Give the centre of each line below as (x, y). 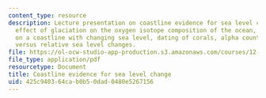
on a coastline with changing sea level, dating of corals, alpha (127, 38)
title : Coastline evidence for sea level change (90, 74)
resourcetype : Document (47, 67)
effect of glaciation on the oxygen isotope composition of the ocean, (136, 30)
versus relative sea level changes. (76, 45)
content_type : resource (47, 15)
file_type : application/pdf (55, 60)
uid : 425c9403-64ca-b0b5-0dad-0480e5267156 (81, 81)
